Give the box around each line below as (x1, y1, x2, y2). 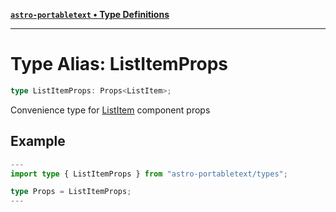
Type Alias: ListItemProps (10, 53, 229, 76)
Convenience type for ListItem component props (10, 104, 211, 116)
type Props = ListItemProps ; (10, 187, 132, 197)
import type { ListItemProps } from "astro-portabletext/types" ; (10, 169, 288, 179)
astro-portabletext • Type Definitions (10, 9, 170, 20)
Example (10, 133, 66, 150)
